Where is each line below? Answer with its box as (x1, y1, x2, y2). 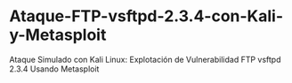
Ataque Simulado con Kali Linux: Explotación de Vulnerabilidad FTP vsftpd (9, 54, 282, 64)
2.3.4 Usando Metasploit (9, 64, 100, 74)
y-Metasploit (9, 25, 107, 45)
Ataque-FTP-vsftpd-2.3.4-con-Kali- (9, 6, 284, 26)
